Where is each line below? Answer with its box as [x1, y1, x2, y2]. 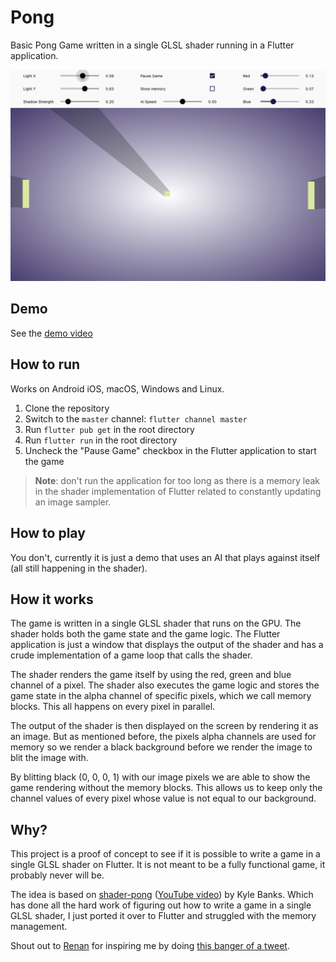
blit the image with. [10, 752, 89, 764]
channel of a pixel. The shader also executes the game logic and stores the [10, 679, 320, 691]
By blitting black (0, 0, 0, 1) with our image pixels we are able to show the [10, 771, 311, 783]
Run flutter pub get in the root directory [24, 423, 195, 435]
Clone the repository [24, 402, 110, 414]
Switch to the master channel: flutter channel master [24, 412, 248, 425]
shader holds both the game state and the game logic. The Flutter [10, 628, 281, 640]
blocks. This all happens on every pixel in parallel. [10, 701, 216, 713]
